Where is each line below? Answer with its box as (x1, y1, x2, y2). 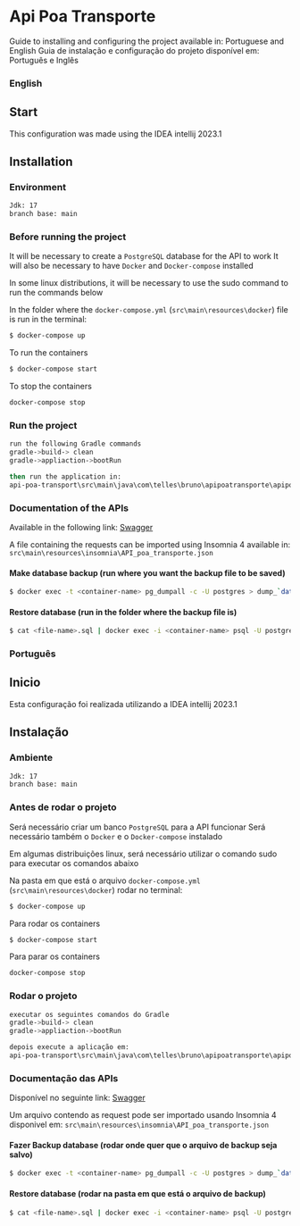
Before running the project (9, 230, 127, 243)
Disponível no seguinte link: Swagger (9, 1092, 146, 1104)
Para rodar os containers (9, 918, 101, 929)
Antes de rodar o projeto (9, 801, 118, 813)
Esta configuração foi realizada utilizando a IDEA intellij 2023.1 (9, 698, 238, 709)
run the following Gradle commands (9, 439, 142, 448)
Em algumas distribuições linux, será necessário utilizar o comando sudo (9, 848, 278, 859)
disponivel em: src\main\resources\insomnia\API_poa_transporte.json (9, 1119, 270, 1130)
